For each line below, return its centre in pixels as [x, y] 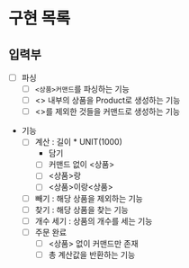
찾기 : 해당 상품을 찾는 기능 [81, 210]
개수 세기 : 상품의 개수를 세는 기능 [94, 220]
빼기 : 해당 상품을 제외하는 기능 [89, 198]
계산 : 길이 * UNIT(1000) [79, 142]
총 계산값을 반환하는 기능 [92, 255]
